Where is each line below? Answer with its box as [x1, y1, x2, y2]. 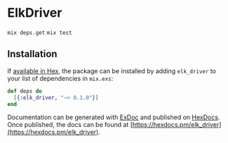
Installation [7, 48, 58, 60]
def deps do [7, 87, 42, 95]
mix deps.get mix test [7, 29, 72, 36]
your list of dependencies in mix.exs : [7, 74, 114, 82]
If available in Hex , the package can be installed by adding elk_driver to [7, 66, 216, 75]
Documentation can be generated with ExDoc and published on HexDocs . [7, 113, 220, 121]
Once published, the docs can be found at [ [7, 121, 133, 129]
